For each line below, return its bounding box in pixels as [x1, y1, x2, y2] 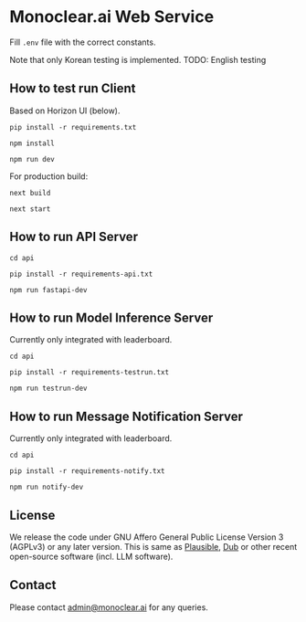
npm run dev [9, 154, 55, 163]
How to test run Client [9, 80, 136, 97]
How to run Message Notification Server [9, 408, 244, 424]
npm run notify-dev [9, 482, 84, 492]
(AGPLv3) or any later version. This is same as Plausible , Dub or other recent [9, 542, 298, 552]
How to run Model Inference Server [9, 310, 214, 325]
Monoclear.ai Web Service [9, 6, 215, 27]
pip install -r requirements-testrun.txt [9, 368, 170, 377]
